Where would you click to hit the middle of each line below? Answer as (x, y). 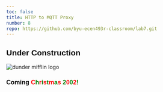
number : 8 (19, 23)
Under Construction (44, 52)
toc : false (20, 12)
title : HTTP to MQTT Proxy (40, 17)
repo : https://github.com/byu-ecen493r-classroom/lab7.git (82, 29)
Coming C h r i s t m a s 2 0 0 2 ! (42, 82)
